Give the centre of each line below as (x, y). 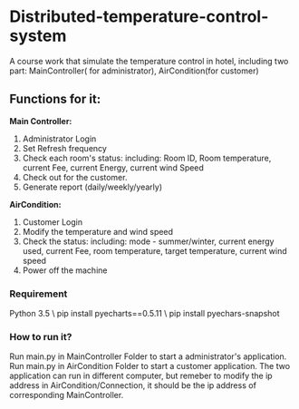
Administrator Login (59, 139)
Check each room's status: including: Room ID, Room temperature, (147, 158)
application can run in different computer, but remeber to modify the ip (141, 376)
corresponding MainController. (67, 395)
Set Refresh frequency (64, 148)
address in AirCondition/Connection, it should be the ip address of (133, 385)
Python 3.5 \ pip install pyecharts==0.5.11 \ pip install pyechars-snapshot (145, 314)
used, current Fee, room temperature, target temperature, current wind (154, 250)
